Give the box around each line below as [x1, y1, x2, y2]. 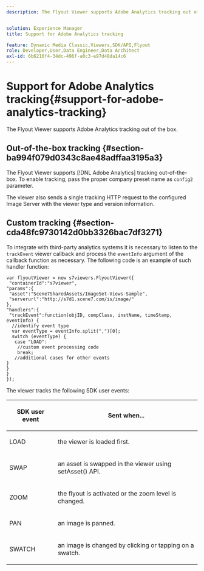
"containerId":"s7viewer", [8, 280, 78, 286]
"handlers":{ [6, 307, 39, 313]
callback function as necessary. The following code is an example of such [6, 257, 191, 264]
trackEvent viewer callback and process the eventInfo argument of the [6, 250, 184, 257]
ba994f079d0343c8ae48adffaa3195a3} [6, 153, 163, 163]
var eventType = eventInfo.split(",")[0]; [12, 328, 121, 334]
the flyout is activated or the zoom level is [57, 489, 177, 497]
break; [17, 349, 34, 355]
